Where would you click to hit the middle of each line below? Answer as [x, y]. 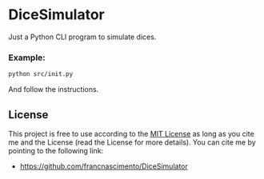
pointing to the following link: [56, 150]
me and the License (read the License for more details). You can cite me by [132, 142]
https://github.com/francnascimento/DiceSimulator [104, 166]
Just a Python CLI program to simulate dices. [82, 37]
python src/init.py [41, 74]
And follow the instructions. [54, 89]
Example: [27, 58]
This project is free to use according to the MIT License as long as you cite [131, 133]
